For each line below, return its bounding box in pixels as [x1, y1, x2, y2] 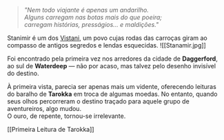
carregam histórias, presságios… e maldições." [23, 21, 159, 28]
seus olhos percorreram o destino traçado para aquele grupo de [7, 97, 190, 106]
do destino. [7, 69, 39, 77]
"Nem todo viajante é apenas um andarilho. [23, 6, 150, 14]
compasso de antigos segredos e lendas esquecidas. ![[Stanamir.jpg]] [7, 41, 207, 49]
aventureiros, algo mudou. [7, 105, 81, 112]
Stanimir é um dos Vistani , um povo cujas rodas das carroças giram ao [7, 34, 208, 42]
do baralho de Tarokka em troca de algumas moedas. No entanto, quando [7, 90, 218, 98]
